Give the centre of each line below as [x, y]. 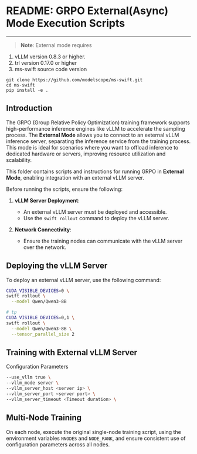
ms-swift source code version [51, 69]
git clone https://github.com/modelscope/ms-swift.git [74, 80]
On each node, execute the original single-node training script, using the [94, 432]
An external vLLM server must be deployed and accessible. [95, 212]
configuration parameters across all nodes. [58, 444]
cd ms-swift [21, 85]
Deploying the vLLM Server [57, 266]
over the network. [45, 247]
